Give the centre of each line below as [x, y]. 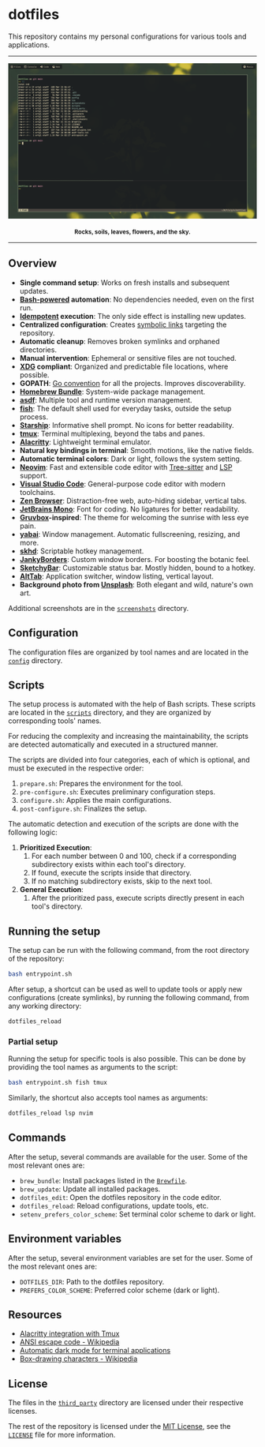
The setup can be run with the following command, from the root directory [129, 950]
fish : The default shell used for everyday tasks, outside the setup [125, 408]
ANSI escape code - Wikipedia [69, 1342]
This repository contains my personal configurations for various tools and [127, 36]
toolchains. [37, 492]
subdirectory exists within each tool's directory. [108, 864]
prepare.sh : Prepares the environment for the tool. [101, 784]
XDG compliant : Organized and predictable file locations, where [124, 366]
